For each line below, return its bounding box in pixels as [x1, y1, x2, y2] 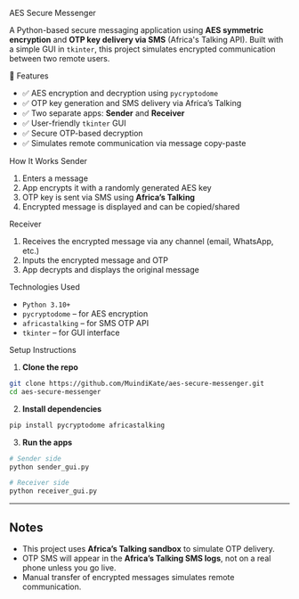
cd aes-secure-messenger [9, 387, 101, 396]
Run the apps [21, 437, 73, 447]
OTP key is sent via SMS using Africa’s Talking [21, 192, 196, 202]
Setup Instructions [9, 345, 77, 355]
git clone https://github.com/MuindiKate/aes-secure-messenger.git [9, 379, 265, 388]
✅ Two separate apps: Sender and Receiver [21, 108, 185, 119]
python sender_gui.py [9, 463, 90, 472]
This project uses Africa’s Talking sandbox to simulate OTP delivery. [21, 543, 276, 554]
